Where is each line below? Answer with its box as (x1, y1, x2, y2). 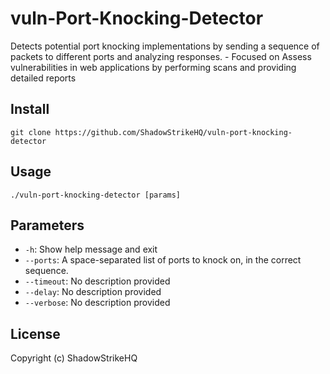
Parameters (10, 217, 85, 234)
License (10, 325, 61, 342)
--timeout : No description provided (24, 275, 171, 287)
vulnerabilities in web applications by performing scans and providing (10, 61, 297, 73)
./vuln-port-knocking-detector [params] (10, 190, 182, 200)
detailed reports (10, 72, 77, 84)
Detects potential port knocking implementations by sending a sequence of (10, 40, 320, 52)
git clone (10, 127, 52, 137)
